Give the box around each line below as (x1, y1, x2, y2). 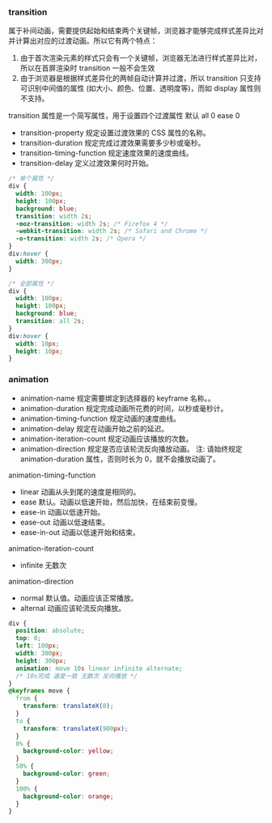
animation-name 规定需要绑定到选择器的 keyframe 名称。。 (19, 393, 215, 403)
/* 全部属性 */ (8, 279, 55, 287)
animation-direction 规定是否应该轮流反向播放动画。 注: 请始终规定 (19, 443, 243, 453)
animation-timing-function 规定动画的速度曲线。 (19, 414, 181, 423)
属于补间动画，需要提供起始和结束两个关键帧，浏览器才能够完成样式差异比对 (8, 26, 264, 36)
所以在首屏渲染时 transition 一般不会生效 (19, 63, 155, 73)
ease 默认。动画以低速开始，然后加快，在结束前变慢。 (19, 497, 202, 507)
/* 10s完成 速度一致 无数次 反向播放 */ (15, 672, 138, 680)
